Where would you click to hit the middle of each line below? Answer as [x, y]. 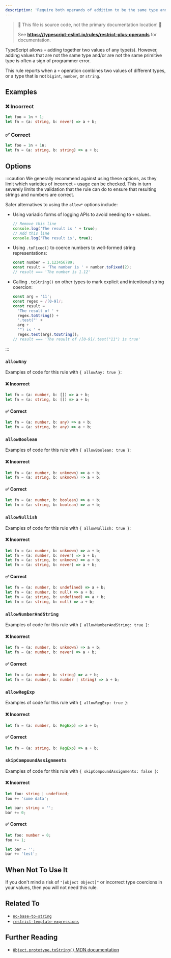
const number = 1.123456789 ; [44, 263]
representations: [30, 253]
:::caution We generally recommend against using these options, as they [81, 178]
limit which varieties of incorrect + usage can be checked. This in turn [78, 184]
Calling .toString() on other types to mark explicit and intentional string [88, 282]
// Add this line [31, 233]
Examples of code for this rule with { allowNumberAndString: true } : [77, 625]
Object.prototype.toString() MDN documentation [66, 949]
